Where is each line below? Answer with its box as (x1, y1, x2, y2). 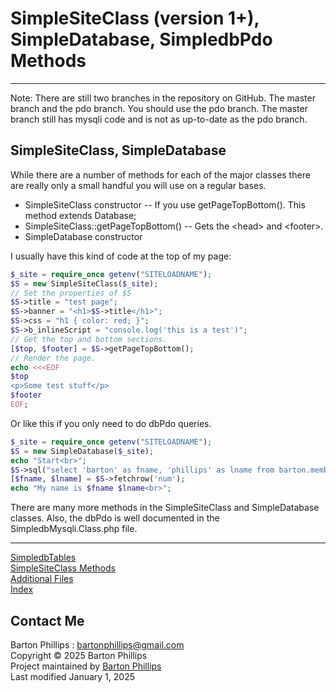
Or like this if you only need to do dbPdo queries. (10, 417, 212, 429)
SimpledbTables (10, 552, 77, 564)
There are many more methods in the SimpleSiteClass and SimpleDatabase (10, 502, 320, 514)
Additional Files (10, 573, 74, 585)
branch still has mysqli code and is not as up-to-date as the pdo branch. (10, 113, 308, 125)
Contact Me (10, 612, 85, 629)
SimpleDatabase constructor (24, 230, 143, 242)
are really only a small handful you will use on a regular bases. (10, 179, 267, 191)
